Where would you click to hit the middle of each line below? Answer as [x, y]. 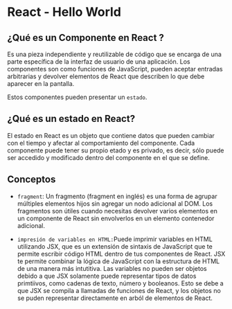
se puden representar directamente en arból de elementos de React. [115, 298]
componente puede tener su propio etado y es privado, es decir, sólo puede [116, 150]
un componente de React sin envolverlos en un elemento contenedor [116, 218]
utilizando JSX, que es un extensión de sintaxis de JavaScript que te [115, 246]
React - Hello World [64, 12]
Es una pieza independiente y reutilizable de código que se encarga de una [114, 54]
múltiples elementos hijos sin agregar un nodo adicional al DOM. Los [115, 203]
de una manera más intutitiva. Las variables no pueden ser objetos [112, 268]
